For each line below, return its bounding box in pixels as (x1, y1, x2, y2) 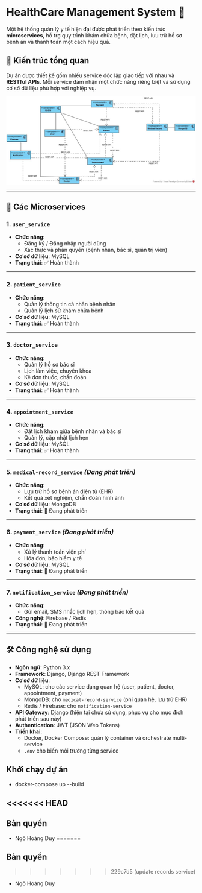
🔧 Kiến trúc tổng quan (6, 55, 90, 66)
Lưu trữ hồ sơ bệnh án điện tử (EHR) (23, 488, 114, 495)
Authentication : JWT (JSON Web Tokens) (14, 721, 120, 728)
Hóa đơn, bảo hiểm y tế (23, 554, 82, 561)
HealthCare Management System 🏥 (6, 5, 185, 19)
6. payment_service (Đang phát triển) (6, 528, 114, 536)
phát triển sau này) (14, 715, 62, 722)
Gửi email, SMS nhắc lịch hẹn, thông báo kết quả (23, 608, 145, 616)
